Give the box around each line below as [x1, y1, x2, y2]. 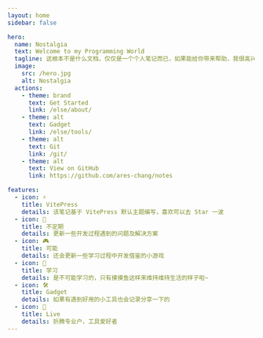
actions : [14, 84, 43, 92]
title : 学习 [21, 266, 58, 274]
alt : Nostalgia [21, 76, 71, 85]
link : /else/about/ [27, 106, 92, 114]
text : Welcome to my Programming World [14, 48, 145, 56]
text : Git [27, 142, 60, 150]
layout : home [7, 11, 50, 20]
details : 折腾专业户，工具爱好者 [21, 318, 118, 325]
